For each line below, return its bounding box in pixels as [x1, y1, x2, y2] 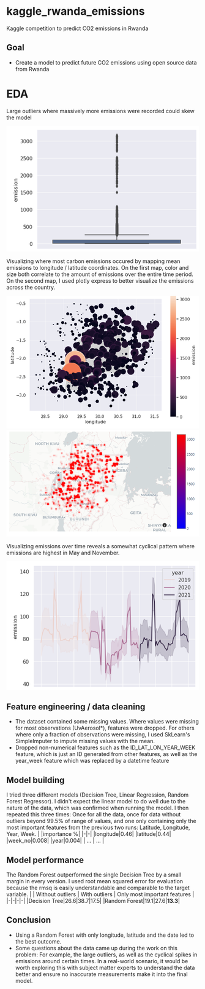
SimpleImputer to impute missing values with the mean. [15, 738, 155, 745]
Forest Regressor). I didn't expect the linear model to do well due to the [6, 798, 186, 805]
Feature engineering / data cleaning [6, 701, 146, 712]
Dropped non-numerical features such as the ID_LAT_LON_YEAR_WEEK [15, 744, 196, 751]
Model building [6, 774, 65, 785]
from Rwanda [15, 65, 50, 73]
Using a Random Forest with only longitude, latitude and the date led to [15, 931, 195, 939]
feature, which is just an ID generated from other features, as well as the [15, 751, 198, 758]
